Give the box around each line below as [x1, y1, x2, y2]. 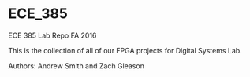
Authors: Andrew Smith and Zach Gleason [8, 60, 144, 71]
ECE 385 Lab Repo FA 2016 [8, 31, 97, 40]
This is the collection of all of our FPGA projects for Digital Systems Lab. [8, 46, 242, 55]
